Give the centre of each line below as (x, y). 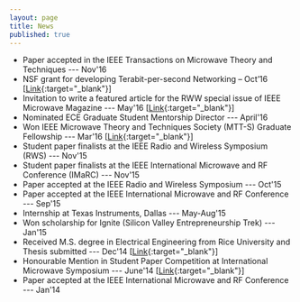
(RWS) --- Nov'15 (55, 156)
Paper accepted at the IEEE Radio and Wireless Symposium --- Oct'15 (152, 185)
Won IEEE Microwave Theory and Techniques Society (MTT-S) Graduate (157, 127)
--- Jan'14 (41, 290)
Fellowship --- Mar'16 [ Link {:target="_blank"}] (108, 137)
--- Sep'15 (41, 204)
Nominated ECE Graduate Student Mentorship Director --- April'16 (145, 117)
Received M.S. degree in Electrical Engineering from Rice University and (156, 242)
